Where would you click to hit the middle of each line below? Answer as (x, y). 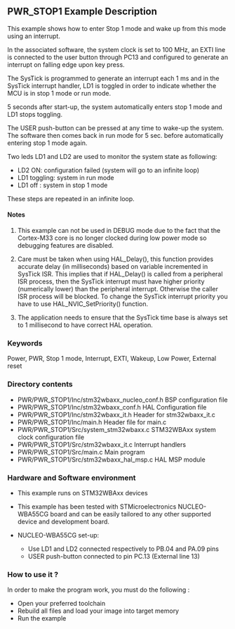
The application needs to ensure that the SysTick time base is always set (122, 318)
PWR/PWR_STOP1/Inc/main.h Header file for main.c (92, 422)
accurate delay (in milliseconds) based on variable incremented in (113, 267)
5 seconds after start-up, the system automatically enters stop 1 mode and (115, 107)
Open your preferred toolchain (61, 604)
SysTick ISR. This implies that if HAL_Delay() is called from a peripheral (120, 274)
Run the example (42, 618)
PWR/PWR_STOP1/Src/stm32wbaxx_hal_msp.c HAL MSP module (111, 459)
